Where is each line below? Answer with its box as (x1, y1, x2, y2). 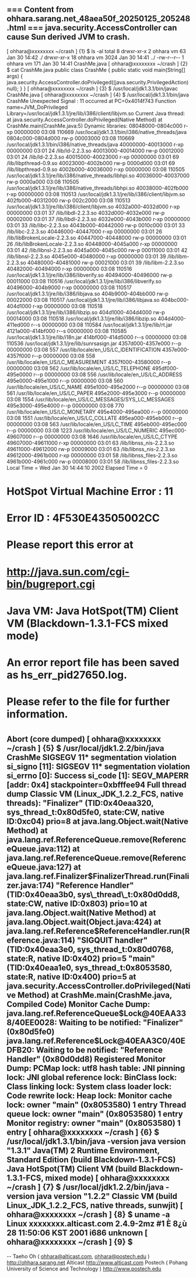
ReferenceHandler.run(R (99, 926, 190, 936)
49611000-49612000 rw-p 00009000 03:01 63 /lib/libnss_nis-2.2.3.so (6, 445, 176, 452)
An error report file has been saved (6, 655, 180, 669)
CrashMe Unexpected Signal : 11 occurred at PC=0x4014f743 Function (6, 97, 177, 104)
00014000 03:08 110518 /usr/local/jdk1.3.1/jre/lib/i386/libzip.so (6, 315, 157, 322)
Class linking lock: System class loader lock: (6, 1082, 172, 1092)
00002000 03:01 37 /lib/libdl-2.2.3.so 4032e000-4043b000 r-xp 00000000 (6, 215, 190, 222)
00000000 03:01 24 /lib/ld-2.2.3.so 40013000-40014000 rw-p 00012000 (6, 147, 184, 154)
